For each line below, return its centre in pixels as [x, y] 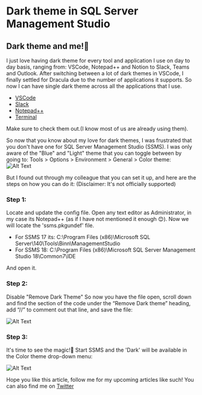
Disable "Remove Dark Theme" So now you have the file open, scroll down [99, 297]
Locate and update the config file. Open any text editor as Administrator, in [99, 213]
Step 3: [17, 337]
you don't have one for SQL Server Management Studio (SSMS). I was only [99, 147]
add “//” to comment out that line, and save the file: [69, 309]
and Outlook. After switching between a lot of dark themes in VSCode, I [95, 73]
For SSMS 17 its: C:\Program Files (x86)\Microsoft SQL [83, 237]
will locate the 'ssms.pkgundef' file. [50, 225]
